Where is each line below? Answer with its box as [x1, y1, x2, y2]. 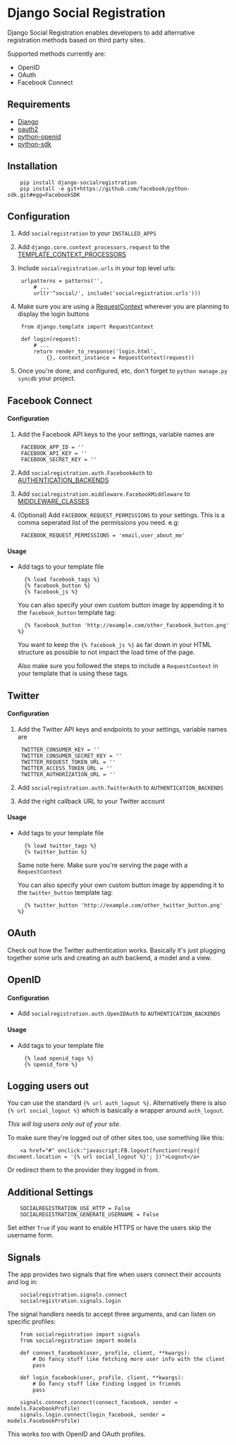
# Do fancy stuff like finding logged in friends [32, 1381, 181, 1388]
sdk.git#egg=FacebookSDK [7, 191, 80, 198]
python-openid [17, 132, 61, 140]
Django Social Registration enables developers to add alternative [7, 28, 195, 37]
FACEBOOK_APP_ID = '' [20, 443, 85, 451]
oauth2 [17, 125, 39, 133]
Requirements [7, 99, 70, 111]
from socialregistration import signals [20, 1331, 140, 1338]
